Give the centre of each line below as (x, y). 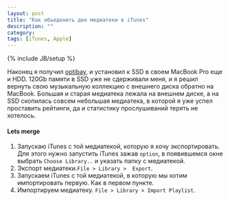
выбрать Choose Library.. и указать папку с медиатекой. (101, 161)
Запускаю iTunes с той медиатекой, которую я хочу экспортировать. (118, 146)
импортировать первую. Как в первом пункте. (85, 183)
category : (21, 33)
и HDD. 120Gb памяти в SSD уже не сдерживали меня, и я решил (103, 79)
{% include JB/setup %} (41, 58)
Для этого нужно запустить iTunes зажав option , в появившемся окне (120, 154)
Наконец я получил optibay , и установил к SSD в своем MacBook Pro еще (115, 72)
